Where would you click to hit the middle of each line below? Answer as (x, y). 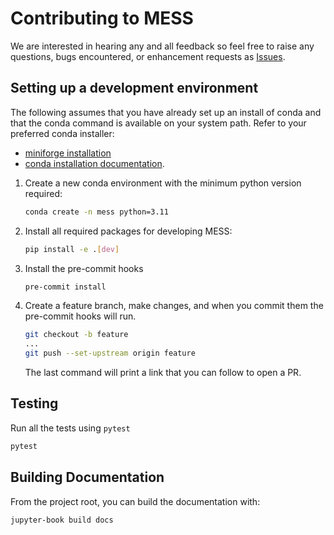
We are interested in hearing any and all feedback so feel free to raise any (162, 46)
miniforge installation (68, 153)
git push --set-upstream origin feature (110, 353)
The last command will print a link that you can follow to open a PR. (163, 372)
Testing (34, 403)
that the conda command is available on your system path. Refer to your (158, 123)
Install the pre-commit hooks (84, 268)
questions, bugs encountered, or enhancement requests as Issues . (148, 56)
